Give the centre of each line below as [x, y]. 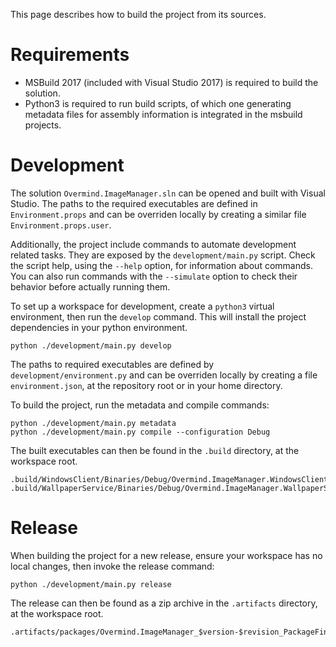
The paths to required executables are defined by [112, 364]
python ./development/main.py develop [91, 345]
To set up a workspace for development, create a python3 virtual [142, 306]
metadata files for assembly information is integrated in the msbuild [163, 114]
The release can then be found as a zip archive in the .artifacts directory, [164, 603]
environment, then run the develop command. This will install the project [158, 316]
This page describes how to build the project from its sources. [138, 14]
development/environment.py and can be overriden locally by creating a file [164, 375]
